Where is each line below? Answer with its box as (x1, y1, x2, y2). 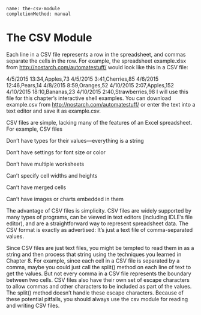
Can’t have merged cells (6, 184, 67, 191)
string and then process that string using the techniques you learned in (6, 251, 182, 258)
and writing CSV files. (6, 302, 60, 309)
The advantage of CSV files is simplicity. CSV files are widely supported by (6, 207, 192, 214)
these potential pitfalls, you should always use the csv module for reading (6, 295, 188, 302)
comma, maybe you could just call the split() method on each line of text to (6, 263, 191, 270)
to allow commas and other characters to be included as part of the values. (6, 282, 192, 290)
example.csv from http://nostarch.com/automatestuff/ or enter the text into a (6, 101, 196, 108)
